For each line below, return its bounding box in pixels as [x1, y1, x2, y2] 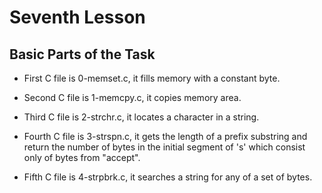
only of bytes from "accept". [23, 152, 141, 163]
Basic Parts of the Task [9, 46, 156, 63]
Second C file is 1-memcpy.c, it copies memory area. [23, 92, 242, 103]
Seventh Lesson [9, 6, 146, 29]
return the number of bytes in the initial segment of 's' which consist [23, 141, 306, 153]
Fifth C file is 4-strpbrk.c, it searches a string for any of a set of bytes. [23, 171, 313, 183]
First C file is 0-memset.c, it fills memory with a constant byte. [23, 72, 281, 84]
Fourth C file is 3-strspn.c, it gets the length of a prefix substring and [23, 131, 308, 142]
